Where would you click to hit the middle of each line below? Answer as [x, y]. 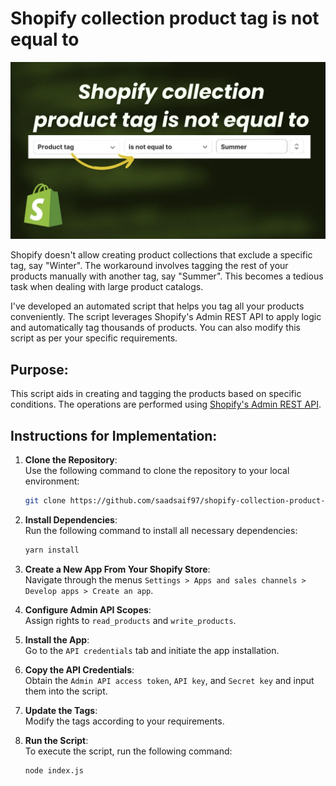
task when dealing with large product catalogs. [107, 287]
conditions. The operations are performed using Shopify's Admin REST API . [166, 404]
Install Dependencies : [71, 519]
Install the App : [57, 639]
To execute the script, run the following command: [128, 751]
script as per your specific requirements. [94, 338]
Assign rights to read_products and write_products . [130, 620]
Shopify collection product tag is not [165, 18]
